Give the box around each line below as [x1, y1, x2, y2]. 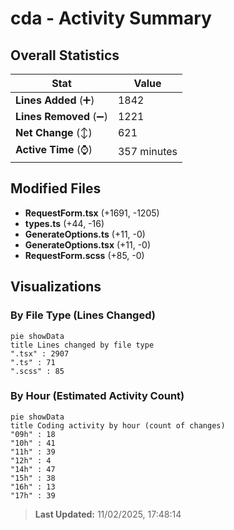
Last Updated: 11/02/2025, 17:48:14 [34, 508, 182, 520]
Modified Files [10, 180, 102, 197]
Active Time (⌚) [15, 143, 93, 156]
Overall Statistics [10, 47, 120, 64]
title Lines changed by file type [10, 340, 155, 350]
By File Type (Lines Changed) [10, 308, 156, 322]
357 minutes [117, 144, 178, 158]
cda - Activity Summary [10, 7, 212, 30]
